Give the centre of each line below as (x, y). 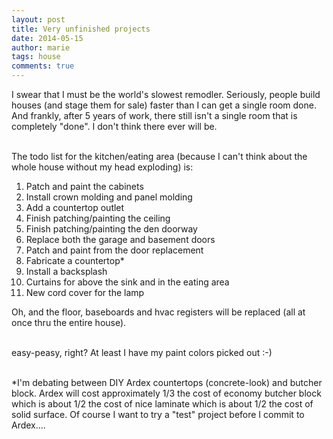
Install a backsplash (66, 271)
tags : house (36, 57)
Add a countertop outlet (75, 207)
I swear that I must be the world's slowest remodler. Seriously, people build (166, 94)
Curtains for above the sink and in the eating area (127, 282)
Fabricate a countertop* (75, 260)
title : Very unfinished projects (81, 29)
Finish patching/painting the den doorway (111, 229)
